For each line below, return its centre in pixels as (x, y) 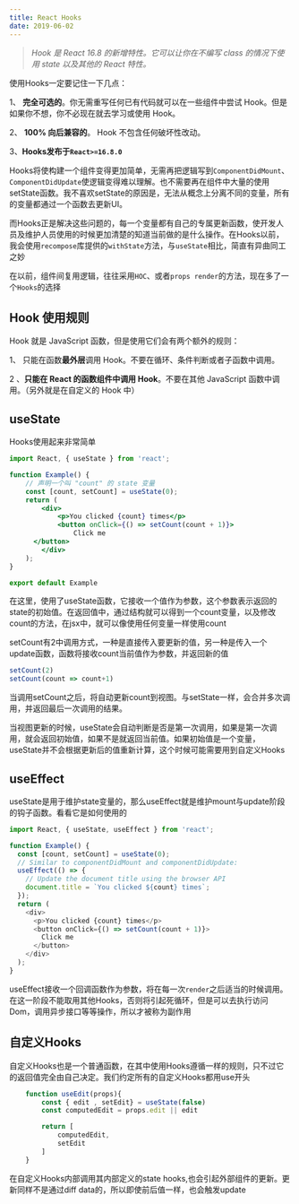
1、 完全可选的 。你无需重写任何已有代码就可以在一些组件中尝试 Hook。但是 (149, 102)
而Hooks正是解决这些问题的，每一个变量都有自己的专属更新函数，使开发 (143, 223)
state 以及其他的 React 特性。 (96, 64)
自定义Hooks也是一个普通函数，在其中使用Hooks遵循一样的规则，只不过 (143, 1065)
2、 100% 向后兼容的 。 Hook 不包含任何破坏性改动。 (107, 132)
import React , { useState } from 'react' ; (90, 459)
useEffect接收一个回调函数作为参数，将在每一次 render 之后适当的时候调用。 (149, 989)
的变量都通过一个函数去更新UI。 (68, 204)
